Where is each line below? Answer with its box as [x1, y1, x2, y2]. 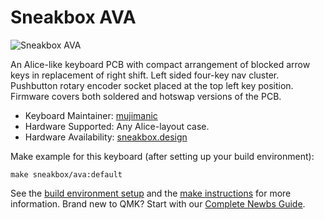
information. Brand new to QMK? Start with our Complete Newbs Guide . [10, 197, 306, 210]
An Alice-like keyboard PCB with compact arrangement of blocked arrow [10, 58, 311, 70]
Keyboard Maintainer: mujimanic [24, 109, 158, 121]
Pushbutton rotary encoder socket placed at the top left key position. [10, 79, 294, 91]
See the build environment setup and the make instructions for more [10, 187, 292, 199]
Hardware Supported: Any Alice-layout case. [24, 120, 210, 132]
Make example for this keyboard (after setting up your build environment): [10, 150, 315, 162]
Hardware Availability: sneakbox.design [24, 131, 188, 143]
